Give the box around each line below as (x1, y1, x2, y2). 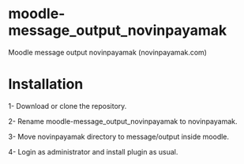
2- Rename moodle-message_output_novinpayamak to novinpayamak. (8, 116, 238, 126)
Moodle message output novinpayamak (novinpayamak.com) (8, 47, 208, 57)
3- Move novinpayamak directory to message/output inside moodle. (8, 132, 230, 141)
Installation (8, 76, 84, 93)
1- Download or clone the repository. (8, 101, 127, 110)
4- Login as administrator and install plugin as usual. (8, 147, 178, 156)
